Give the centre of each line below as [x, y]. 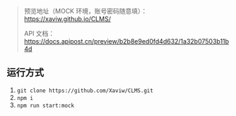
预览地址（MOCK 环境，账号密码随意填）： [85, 11]
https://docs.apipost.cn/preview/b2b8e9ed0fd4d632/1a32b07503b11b [126, 41]
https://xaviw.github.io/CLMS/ [67, 19]
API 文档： [39, 33]
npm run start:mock [46, 105]
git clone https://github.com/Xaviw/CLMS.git [85, 91]
